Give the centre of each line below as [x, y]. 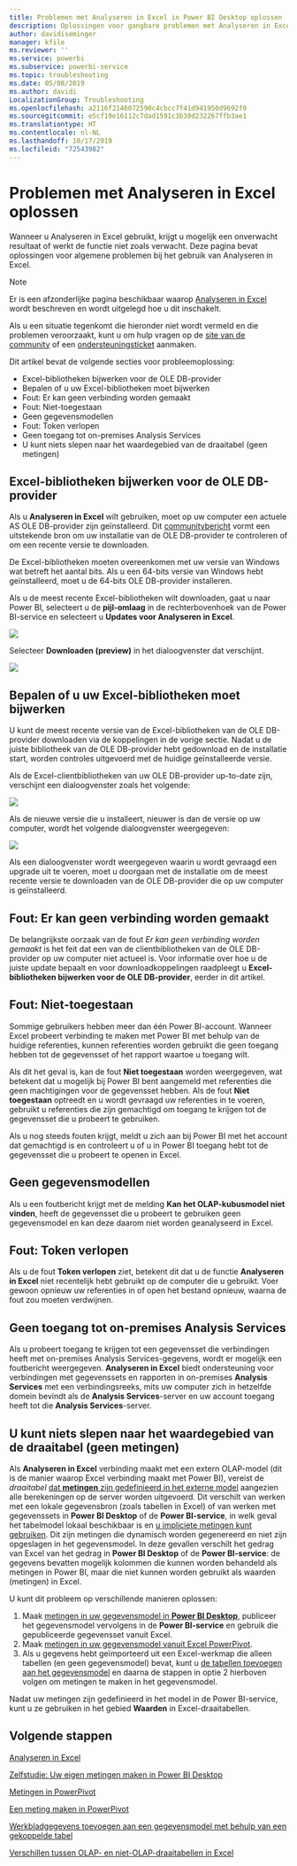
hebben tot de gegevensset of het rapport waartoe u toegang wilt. [129, 1054]
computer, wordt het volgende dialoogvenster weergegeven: [119, 828]
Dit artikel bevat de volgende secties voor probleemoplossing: [122, 361]
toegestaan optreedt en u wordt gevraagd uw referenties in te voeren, [137, 1100]
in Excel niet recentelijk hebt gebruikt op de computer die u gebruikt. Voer [144, 1281]
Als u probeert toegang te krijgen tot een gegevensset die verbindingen [139, 1349]
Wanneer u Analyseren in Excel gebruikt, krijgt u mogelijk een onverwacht [144, 236]
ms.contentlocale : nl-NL [55, 133]
